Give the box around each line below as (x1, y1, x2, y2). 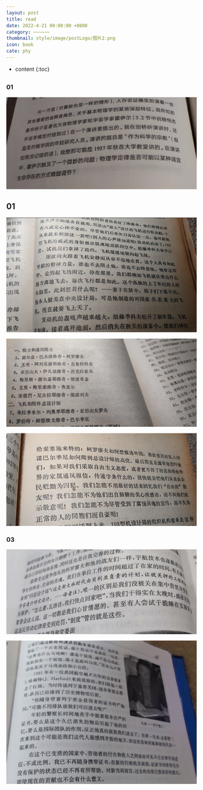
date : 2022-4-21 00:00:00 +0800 (6, 22, 88, 28)
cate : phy (6, 48, 31, 54)
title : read (6, 16, 36, 22)
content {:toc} (14, 65, 50, 73)
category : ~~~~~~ (6, 29, 50, 35)
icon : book (6, 42, 34, 48)
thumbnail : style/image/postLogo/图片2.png (6, 35, 116, 42)
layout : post (6, 10, 39, 16)
